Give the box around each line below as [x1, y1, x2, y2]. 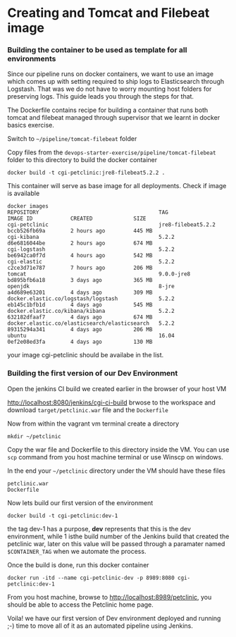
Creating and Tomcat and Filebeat [7, 5, 210, 21]
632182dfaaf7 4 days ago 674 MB [7, 314, 153, 321]
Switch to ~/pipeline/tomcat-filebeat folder [7, 135, 137, 143]
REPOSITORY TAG [7, 209, 169, 216]
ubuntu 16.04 [7, 333, 175, 340]
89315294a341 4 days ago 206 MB [7, 326, 153, 333]
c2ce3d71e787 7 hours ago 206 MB [7, 264, 153, 272]
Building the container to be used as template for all [7, 45, 187, 55]
